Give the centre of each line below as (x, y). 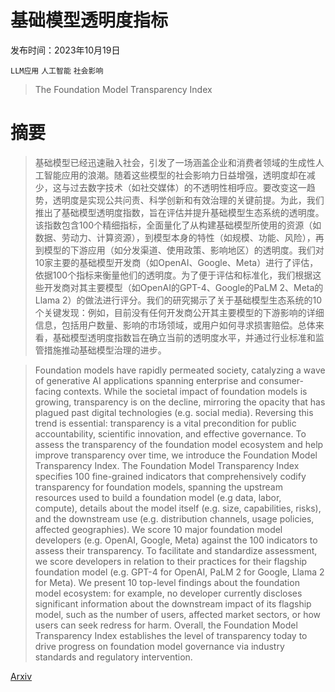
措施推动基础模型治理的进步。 (105, 350)
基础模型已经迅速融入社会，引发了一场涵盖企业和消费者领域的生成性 (175, 162)
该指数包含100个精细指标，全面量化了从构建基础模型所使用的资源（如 (178, 225)
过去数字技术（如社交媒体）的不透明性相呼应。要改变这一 (188, 187)
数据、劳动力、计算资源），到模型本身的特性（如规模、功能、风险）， (175, 237)
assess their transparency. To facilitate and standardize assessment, (176, 550)
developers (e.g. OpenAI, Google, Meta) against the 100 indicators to (176, 540)
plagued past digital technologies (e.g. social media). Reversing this (174, 412)
